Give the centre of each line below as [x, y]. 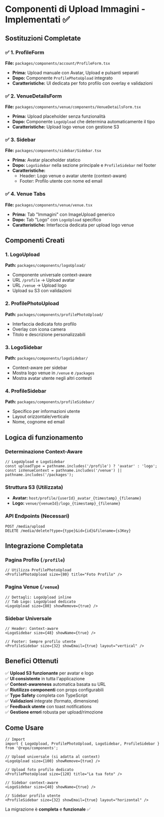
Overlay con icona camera [39, 329]
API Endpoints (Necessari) [37, 516]
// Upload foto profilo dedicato [39, 769]
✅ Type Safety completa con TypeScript [46, 695]
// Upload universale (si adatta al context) [52, 757]
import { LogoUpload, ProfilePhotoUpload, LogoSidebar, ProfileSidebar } [82, 744]
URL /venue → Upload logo [39, 285]
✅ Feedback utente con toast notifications [49, 706]
